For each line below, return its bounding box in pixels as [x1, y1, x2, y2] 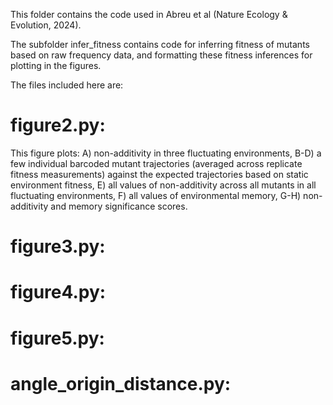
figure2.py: [10, 114, 106, 137]
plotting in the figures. [10, 60, 102, 71]
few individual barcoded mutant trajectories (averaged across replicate [10, 157, 303, 169]
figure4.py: [10, 281, 107, 304]
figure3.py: [10, 235, 106, 258]
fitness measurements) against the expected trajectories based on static [10, 168, 309, 180]
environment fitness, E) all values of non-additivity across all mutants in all [10, 179, 317, 191]
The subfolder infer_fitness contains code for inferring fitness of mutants [10, 39, 310, 50]
